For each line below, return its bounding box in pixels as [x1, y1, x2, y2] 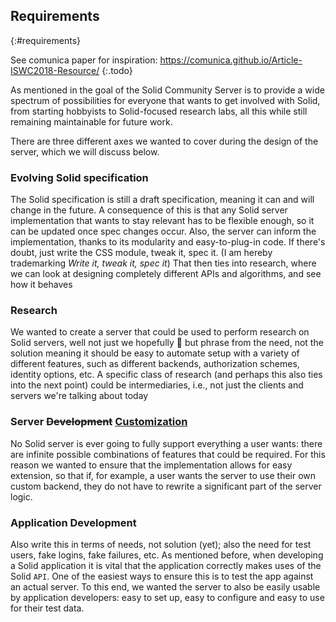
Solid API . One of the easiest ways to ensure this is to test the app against [10, 570, 314, 582]
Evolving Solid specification [10, 170, 149, 184]
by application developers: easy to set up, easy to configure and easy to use [10, 592, 325, 603]
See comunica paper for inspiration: [10, 54, 158, 66]
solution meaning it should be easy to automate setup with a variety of [10, 347, 300, 359]
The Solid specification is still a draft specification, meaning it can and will [10, 194, 315, 206]
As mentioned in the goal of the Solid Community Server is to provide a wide [10, 84, 325, 96]
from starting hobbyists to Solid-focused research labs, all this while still [10, 105, 308, 117]
